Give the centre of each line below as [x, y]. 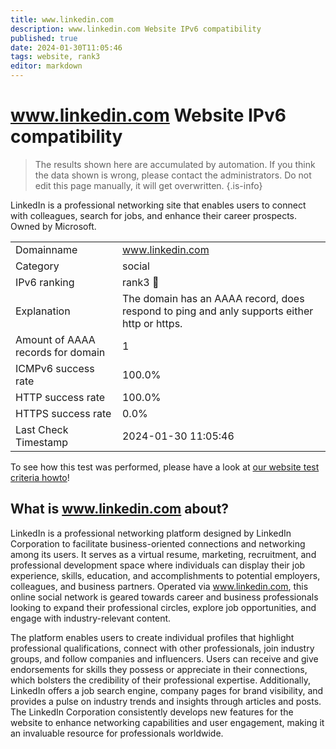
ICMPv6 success [55, 368]
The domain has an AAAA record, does [213, 298]
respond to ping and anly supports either [217, 311]
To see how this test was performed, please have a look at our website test [165, 467]
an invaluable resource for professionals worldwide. [117, 733]
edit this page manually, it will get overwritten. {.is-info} [148, 185]
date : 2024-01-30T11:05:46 [66, 47]
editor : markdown [46, 66]
